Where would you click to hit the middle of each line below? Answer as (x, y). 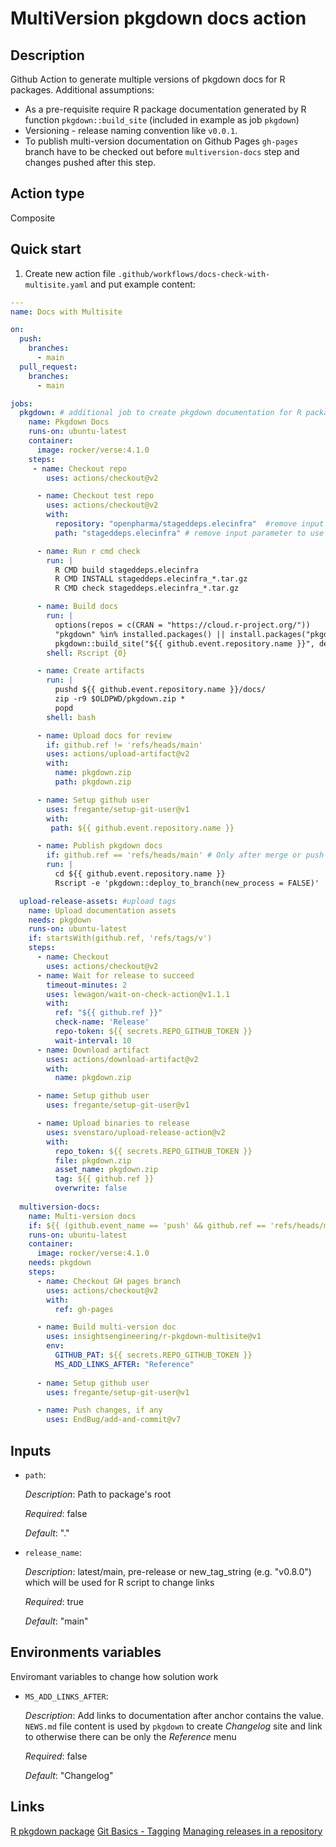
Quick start (46, 249)
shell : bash (71, 717)
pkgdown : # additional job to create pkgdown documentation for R (160, 413)
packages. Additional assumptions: (82, 90)
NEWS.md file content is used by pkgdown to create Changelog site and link (173, 1726)
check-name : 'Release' (102, 1022)
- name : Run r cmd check (88, 551)
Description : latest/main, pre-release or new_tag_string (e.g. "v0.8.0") (168, 1571)
